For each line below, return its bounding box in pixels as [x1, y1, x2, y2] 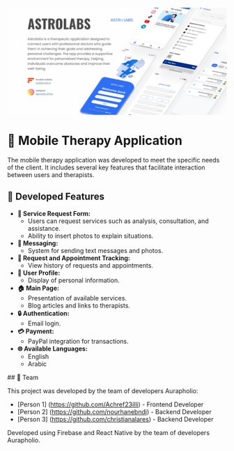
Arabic [27, 360, 47, 368]
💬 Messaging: [17, 238, 58, 247]
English [27, 352, 49, 360]
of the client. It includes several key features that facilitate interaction [7, 163, 205, 171]
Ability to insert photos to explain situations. [27, 231, 154, 240]
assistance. [27, 224, 61, 232]
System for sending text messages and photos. [27, 246, 164, 254]
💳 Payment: [17, 327, 54, 335]
